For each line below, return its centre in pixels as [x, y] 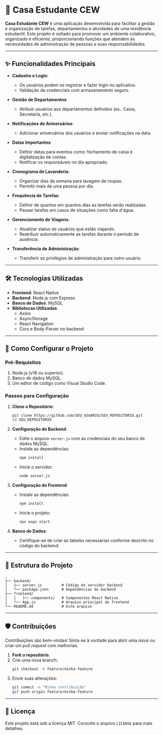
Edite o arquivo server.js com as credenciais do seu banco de [82, 439]
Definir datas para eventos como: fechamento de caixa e [76, 152]
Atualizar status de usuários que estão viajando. [67, 229]
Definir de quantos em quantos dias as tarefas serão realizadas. [83, 205]
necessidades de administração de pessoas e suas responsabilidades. [76, 44]
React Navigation [36, 324]
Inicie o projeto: [35, 513]
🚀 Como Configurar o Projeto [49, 349]
